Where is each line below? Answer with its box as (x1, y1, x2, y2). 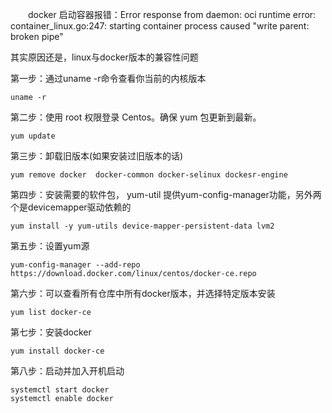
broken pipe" (10, 31, 64, 42)
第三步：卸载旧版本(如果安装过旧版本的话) (10, 150, 184, 162)
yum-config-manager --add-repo (10, 260, 141, 270)
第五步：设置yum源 (10, 240, 90, 252)
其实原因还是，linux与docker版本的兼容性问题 (10, 51, 199, 63)
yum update (10, 131, 56, 141)
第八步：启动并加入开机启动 (10, 365, 125, 377)
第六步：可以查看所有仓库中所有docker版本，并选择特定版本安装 (10, 288, 276, 299)
